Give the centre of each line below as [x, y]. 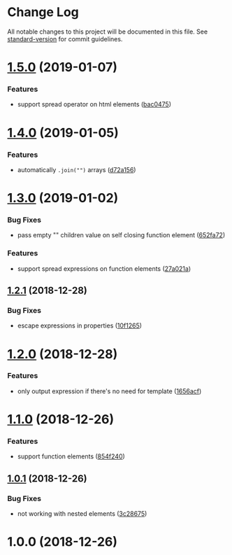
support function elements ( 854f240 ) [71, 456]
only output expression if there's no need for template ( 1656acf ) [109, 391]
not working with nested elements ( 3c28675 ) [82, 514]
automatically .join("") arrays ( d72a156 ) [77, 169]
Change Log [43, 12]
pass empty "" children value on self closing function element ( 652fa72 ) [121, 235]
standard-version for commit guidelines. [65, 38]
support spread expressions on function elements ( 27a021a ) [104, 268]
